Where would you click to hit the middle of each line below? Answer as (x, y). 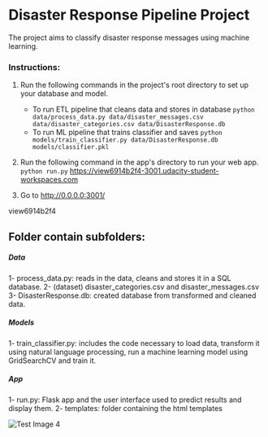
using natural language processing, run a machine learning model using (128, 352)
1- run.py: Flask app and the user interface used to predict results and (125, 400)
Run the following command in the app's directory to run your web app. (139, 162)
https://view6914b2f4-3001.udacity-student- (144, 171)
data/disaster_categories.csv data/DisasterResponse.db (129, 125)
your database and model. (64, 94)
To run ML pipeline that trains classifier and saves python (128, 133)
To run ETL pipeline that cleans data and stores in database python (144, 109)
